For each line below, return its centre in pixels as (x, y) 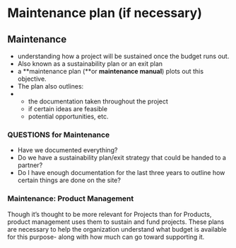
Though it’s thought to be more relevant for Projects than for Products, (110, 214)
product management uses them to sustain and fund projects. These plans (116, 222)
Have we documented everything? (67, 150)
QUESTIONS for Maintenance (59, 135)
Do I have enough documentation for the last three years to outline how (121, 173)
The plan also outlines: (51, 86)
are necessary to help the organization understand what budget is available (117, 229)
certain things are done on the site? (69, 180)
